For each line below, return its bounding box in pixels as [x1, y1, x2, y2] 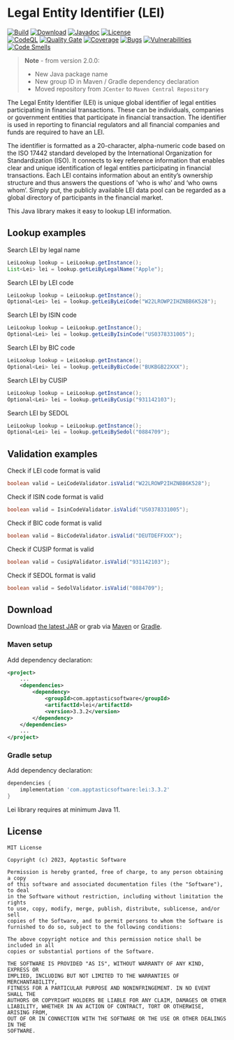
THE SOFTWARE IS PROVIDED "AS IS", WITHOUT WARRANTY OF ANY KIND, [7, 960, 205, 967]
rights [7, 899, 27, 906]
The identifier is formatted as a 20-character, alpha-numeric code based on [7, 141, 226, 149]
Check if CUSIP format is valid [7, 544, 94, 553]
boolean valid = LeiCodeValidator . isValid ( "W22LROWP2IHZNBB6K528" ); [7, 480, 211, 487]
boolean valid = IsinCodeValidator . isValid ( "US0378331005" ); [7, 506, 189, 513]
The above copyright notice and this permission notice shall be [7, 935, 201, 943]
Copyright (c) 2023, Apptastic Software [7, 856, 127, 863]
